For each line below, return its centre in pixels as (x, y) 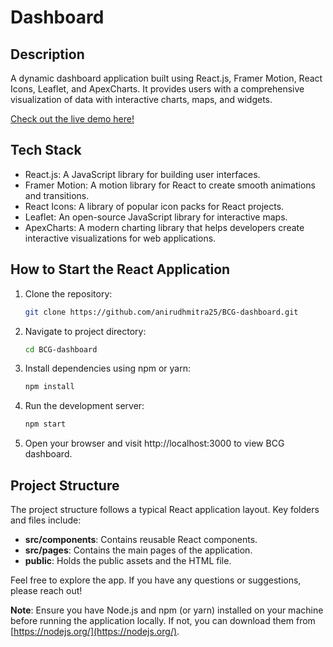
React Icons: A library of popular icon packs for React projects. (154, 206)
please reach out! (46, 590)
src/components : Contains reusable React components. (141, 539)
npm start (45, 424)
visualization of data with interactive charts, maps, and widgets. (141, 99)
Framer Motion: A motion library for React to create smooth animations (170, 185)
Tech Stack (46, 150)
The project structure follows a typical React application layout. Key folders (165, 509)
